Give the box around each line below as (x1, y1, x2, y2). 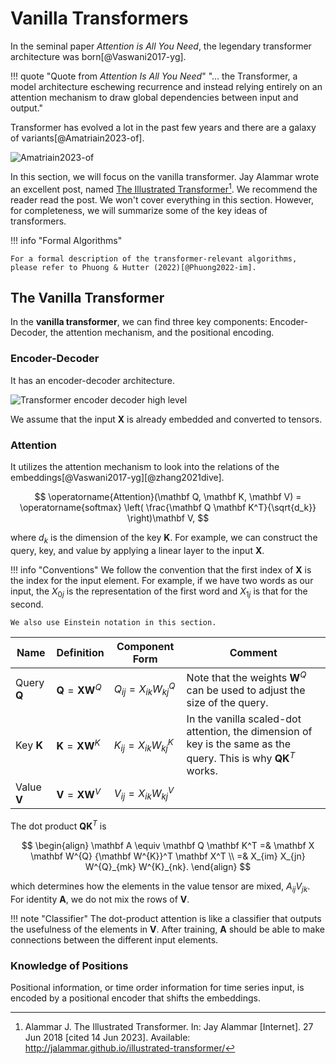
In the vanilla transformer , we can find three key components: (10, 316, 268, 328)
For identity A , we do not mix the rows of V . (10, 893, 190, 905)
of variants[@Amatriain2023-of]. (10, 132, 145, 144)
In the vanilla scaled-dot (186, 712, 302, 726)
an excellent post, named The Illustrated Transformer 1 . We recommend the (10, 181, 318, 195)
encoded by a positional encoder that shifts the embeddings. (10, 992, 262, 1004)
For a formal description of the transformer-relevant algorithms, (10, 253, 298, 264)
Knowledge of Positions (10, 958, 129, 972)
